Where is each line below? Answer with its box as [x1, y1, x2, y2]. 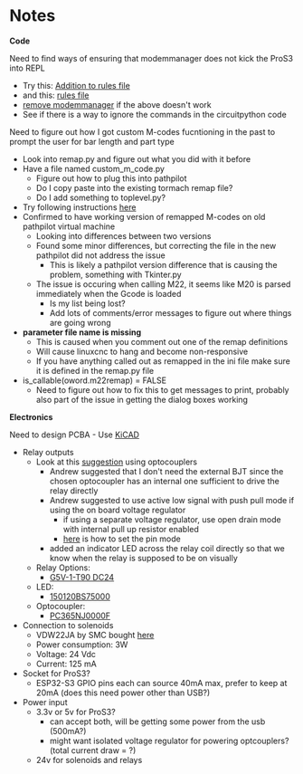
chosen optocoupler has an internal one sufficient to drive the [49, 475, 280, 486]
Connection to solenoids [22, 619, 114, 630]
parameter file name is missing [22, 327, 142, 338]
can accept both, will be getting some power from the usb [49, 716, 266, 727]
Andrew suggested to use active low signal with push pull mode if [49, 494, 295, 505]
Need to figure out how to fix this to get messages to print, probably [35, 384, 289, 395]
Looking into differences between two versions [35, 230, 212, 241]
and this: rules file [22, 90, 90, 100]
